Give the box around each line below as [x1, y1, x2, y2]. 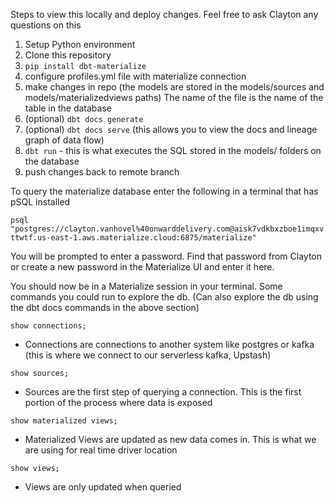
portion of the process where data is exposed [24, 397, 213, 408]
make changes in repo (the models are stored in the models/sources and [24, 81, 325, 93]
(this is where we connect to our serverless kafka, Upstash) [24, 349, 272, 361]
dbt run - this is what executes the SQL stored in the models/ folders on [24, 145, 322, 156]
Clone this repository [24, 49, 112, 61]
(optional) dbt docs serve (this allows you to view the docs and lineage [24, 124, 318, 135]
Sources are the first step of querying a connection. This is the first [24, 386, 302, 398]
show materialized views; [10, 416, 118, 426]
